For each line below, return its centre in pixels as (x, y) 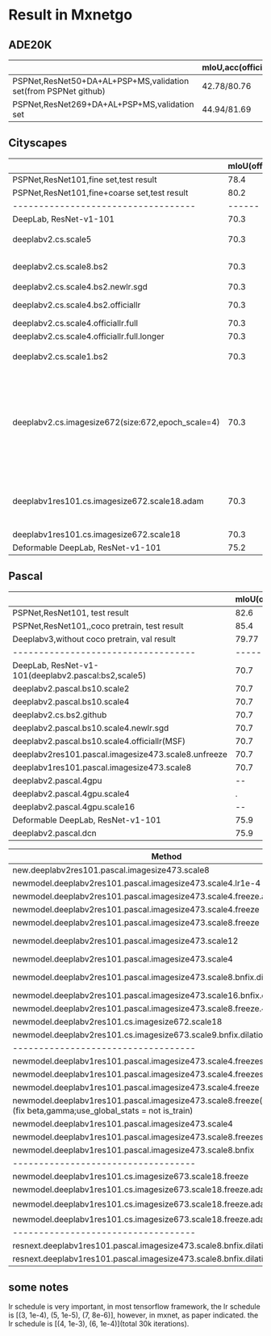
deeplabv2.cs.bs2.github (60, 715)
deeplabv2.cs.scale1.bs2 (60, 356)
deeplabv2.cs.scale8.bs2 (60, 266)
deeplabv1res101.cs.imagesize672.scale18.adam (108, 501)
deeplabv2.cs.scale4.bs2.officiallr (77, 305)
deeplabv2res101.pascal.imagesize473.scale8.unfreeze (120, 754)
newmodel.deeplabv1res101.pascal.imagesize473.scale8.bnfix (133, 1150)
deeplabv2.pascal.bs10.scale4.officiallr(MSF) (99, 741)
